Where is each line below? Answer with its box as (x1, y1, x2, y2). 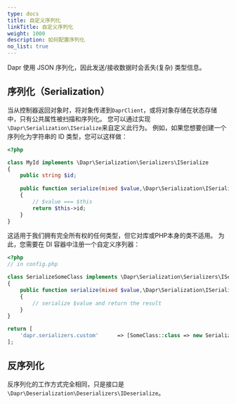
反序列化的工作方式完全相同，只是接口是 (7, 379, 124, 388)
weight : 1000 (7, 30, 46, 37)
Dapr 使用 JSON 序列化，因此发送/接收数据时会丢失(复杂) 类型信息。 (7, 63, 206, 71)
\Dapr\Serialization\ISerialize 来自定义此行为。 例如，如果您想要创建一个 (7, 123, 227, 132)
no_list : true (7, 43, 49, 50)
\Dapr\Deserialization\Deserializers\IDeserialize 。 (7, 389, 165, 397)
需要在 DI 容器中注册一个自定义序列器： (25, 240, 140, 248)
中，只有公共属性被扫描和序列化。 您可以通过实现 (7, 114, 151, 123)
